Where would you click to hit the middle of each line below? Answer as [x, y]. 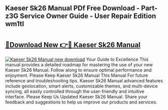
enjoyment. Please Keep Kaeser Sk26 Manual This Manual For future [77, 75]
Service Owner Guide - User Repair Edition [88, 16]
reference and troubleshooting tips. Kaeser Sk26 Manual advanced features [84, 81]
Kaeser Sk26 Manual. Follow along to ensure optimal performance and [78, 70]
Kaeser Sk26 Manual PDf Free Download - [72, 8]
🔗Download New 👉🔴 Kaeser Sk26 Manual [73, 45]
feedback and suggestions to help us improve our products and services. [81, 102]
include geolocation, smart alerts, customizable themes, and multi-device [81, 86]
